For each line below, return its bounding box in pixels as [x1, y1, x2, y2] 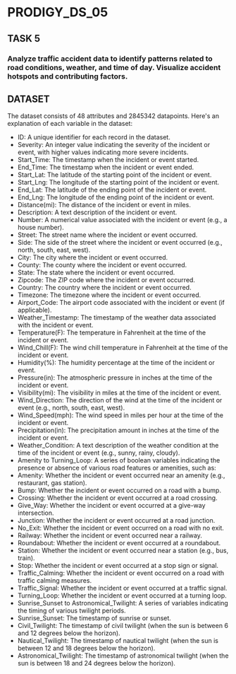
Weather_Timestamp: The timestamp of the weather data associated [17, 313, 216, 322]
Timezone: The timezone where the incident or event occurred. [17, 291, 201, 299]
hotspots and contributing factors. [7, 71, 128, 81]
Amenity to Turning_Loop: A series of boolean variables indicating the [17, 456, 221, 465]
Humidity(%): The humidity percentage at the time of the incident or [17, 359, 215, 367]
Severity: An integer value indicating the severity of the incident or [17, 141, 210, 149]
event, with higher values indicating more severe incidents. [17, 148, 189, 156]
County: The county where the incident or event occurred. [17, 261, 187, 269]
